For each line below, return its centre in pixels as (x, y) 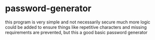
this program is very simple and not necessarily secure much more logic (78, 22)
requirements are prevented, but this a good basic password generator (76, 32)
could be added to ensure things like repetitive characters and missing (76, 27)
